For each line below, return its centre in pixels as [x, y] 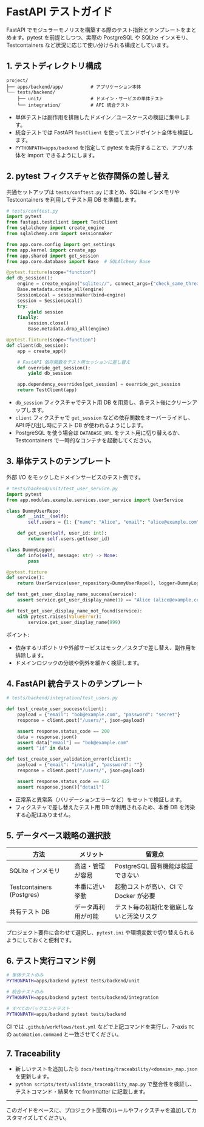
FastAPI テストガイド [59, 12]
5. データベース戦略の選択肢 [59, 836]
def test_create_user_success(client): [57, 709]
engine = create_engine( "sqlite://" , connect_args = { [85, 284]
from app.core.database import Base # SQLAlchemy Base [78, 261]
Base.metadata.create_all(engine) [61, 289]
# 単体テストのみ [25, 975]
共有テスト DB [30, 911]
